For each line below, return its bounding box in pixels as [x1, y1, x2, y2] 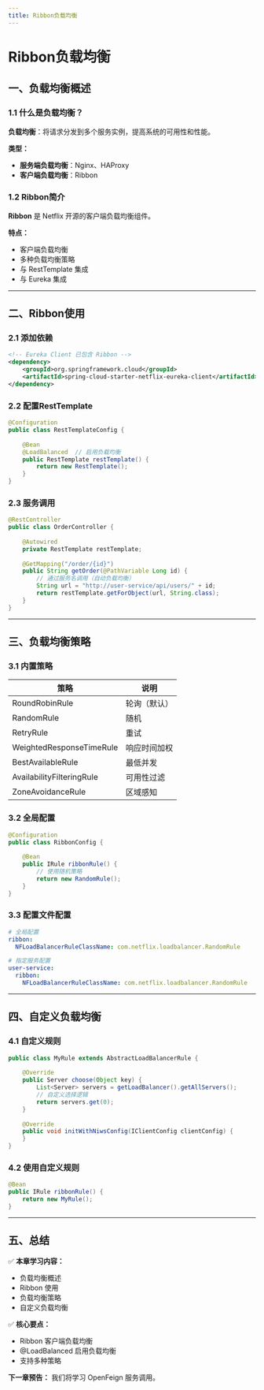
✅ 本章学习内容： [8, 1256, 64, 1265]
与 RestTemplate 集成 [19, 264, 89, 274]
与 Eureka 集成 [19, 274, 68, 284]
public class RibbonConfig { [8, 838, 104, 846]
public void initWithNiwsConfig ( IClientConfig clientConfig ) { [22, 1127, 234, 1135]
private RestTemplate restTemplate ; [22, 545, 143, 553]
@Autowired [22, 538, 58, 546]
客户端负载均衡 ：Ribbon [19, 170, 98, 180]
